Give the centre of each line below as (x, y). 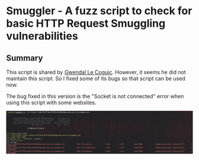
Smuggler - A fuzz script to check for (99, 11)
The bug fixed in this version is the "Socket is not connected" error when (95, 96)
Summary (25, 58)
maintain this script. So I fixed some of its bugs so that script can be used (96, 79)
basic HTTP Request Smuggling (86, 23)
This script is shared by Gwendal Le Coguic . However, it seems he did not (96, 72)
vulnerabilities (42, 36)
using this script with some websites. (51, 103)
